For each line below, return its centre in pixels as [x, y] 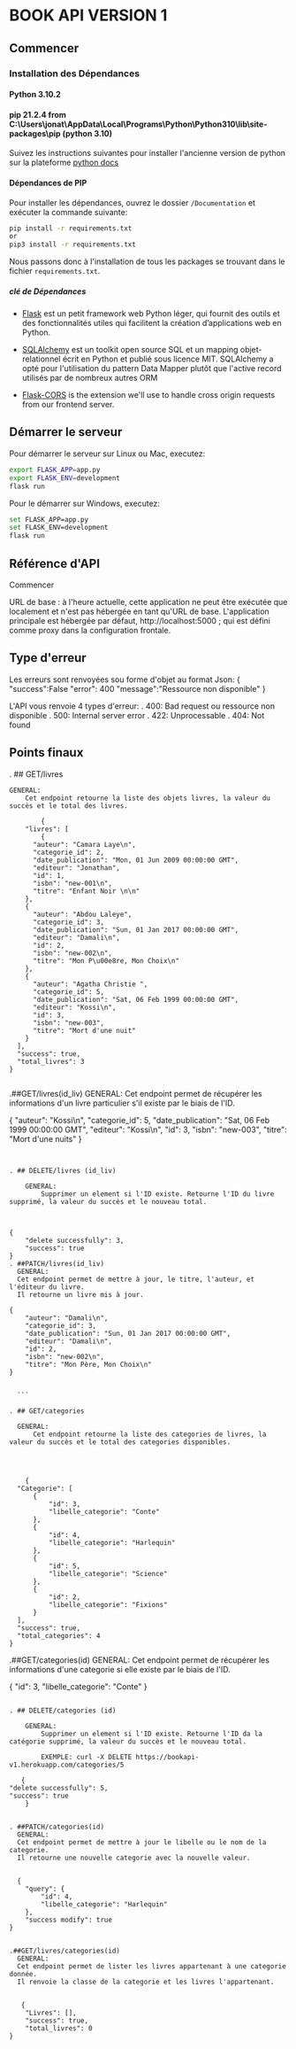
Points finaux [46, 753]
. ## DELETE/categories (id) [63, 1711]
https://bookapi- [167, 1757]
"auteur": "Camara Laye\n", [84, 844]
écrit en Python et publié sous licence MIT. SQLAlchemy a [168, 359]
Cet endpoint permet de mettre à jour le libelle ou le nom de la [142, 1842]
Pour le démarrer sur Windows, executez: [85, 503]
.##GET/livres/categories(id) [65, 1951]
